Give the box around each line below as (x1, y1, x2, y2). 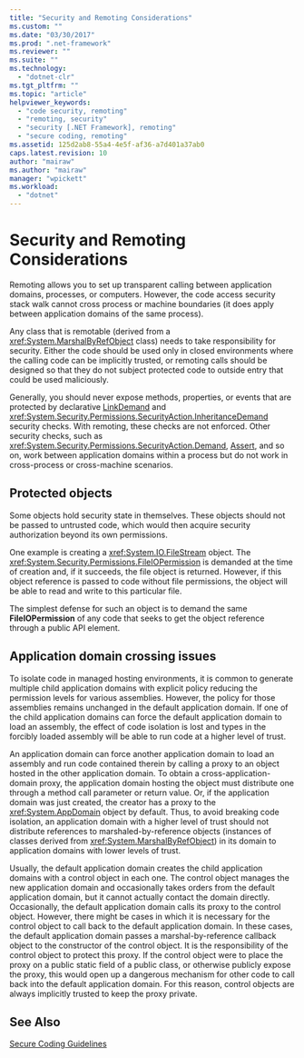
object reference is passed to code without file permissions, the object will (9, 575, 288, 586)
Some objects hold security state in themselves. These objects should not (9, 510, 286, 521)
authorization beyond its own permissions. (9, 529, 168, 540)
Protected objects (9, 485, 113, 501)
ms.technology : (9, 65, 67, 74)
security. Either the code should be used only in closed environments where (9, 344, 294, 355)
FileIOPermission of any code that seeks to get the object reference (9, 613, 265, 624)
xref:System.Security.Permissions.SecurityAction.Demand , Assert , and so (9, 440, 285, 451)
